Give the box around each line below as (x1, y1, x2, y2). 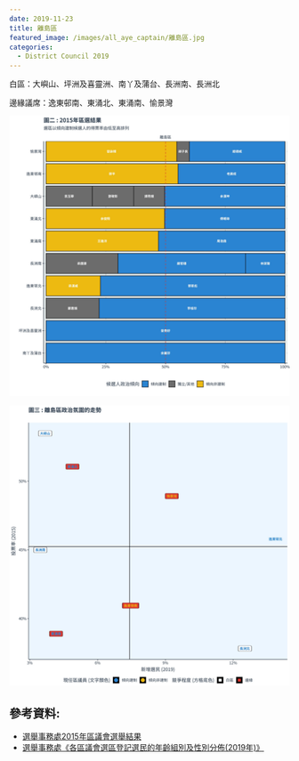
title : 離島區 (9, 23, 58, 33)
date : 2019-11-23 (9, 14, 74, 23)
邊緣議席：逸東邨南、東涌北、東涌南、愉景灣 (9, 98, 174, 109)
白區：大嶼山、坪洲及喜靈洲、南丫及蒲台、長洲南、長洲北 (9, 78, 220, 89)
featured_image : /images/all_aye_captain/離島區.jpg (9, 33, 205, 42)
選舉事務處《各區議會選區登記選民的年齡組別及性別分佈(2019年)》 (21, 741, 264, 752)
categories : (9, 43, 53, 52)
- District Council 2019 (17, 52, 109, 61)
